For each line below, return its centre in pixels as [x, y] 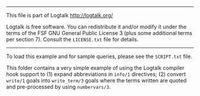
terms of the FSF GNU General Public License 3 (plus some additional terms [99, 33]
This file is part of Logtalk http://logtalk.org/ [60, 15]
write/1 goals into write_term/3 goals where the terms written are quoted [96, 80]
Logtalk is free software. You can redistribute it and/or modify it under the [96, 27]
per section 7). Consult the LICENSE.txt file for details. [72, 39]
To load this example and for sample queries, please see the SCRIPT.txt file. [99, 56]
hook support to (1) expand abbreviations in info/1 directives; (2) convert [96, 74]
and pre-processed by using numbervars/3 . [59, 87]
